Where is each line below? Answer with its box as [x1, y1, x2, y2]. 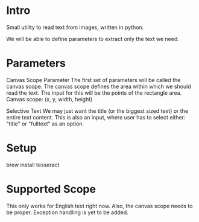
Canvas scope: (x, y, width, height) [6, 95, 93, 103]
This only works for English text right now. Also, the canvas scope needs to [6, 202, 193, 209]
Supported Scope [6, 182, 96, 196]
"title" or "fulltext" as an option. [6, 120, 84, 127]
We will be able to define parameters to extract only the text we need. [6, 35, 180, 42]
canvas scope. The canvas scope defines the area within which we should [6, 83, 191, 90]
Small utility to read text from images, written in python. [6, 24, 144, 31]
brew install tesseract [6, 161, 60, 168]
